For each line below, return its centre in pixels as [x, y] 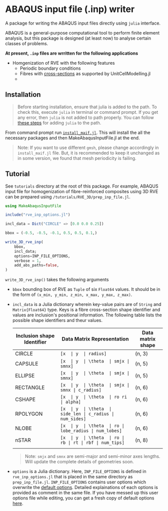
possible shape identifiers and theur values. [57, 320]
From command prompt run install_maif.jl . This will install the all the [78, 132]
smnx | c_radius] [81, 390]
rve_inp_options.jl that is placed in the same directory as [72, 477]
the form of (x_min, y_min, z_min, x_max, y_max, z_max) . [72, 295]
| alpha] [71, 402]
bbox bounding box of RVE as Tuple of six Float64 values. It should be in [86, 289]
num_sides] [73, 419]
